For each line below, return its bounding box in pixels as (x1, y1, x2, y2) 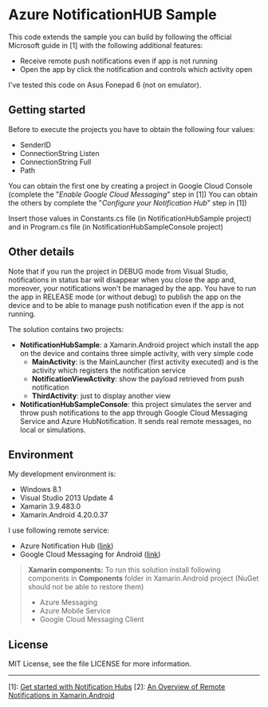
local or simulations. (19, 425, 86, 434)
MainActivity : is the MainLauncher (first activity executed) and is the (31, 357, 259, 366)
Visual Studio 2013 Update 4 (19, 493, 114, 503)
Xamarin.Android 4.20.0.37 (19, 510, 108, 520)
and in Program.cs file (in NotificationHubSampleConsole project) (8, 222, 223, 231)
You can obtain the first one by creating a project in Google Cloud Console (8, 181, 253, 190)
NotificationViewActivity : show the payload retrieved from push (31, 373, 245, 383)
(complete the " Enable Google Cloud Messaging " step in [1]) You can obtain (8, 190, 258, 199)
